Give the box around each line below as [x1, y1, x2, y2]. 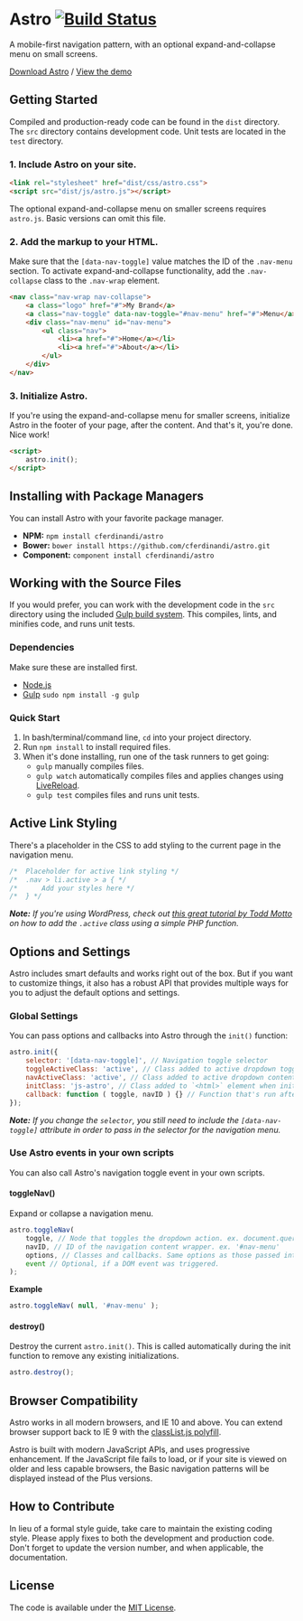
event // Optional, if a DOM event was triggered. [25, 1259, 220, 1269]
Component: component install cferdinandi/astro [22, 549, 215, 560]
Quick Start [9, 711, 60, 724]
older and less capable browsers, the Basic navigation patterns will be [9, 1464, 270, 1475]
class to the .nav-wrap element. [43, 276, 161, 286]
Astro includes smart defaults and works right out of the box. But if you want [9, 968, 293, 979]
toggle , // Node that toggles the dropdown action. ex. [25, 1233, 241, 1242]
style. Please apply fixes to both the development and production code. [9, 1532, 275, 1543]
